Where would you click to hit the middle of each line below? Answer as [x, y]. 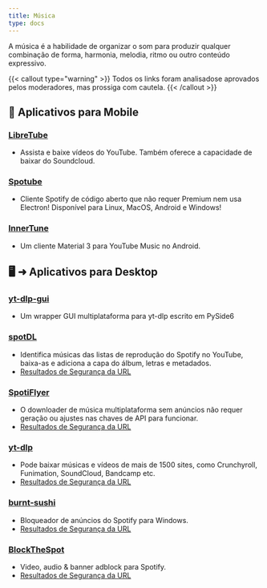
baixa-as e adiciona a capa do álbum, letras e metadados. [115, 363]
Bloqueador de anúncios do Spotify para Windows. [104, 520]
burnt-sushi [32, 503]
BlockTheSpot [36, 550]
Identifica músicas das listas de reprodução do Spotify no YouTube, [131, 354]
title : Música [32, 16]
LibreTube [28, 135]
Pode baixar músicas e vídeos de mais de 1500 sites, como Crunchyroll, [139, 465]
